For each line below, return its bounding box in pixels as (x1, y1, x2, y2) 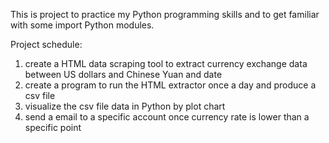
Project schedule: (10, 39, 83, 50)
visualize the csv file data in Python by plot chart (24, 100, 226, 112)
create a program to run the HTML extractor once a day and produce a (24, 79, 317, 91)
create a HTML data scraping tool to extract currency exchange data (24, 58, 308, 69)
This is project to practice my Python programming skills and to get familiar (10, 9, 320, 20)
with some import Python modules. (10, 19, 155, 31)
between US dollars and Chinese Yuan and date (24, 69, 223, 80)
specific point (24, 122, 82, 133)
